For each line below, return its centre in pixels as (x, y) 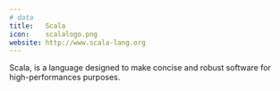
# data (21, 17)
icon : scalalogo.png (54, 34)
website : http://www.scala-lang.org (77, 42)
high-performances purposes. (65, 78)
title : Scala (38, 26)
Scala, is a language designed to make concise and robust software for (140, 68)
